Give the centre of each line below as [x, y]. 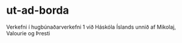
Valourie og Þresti [28, 33]
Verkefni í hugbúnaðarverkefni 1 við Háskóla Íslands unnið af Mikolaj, [91, 27]
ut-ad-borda [38, 10]
